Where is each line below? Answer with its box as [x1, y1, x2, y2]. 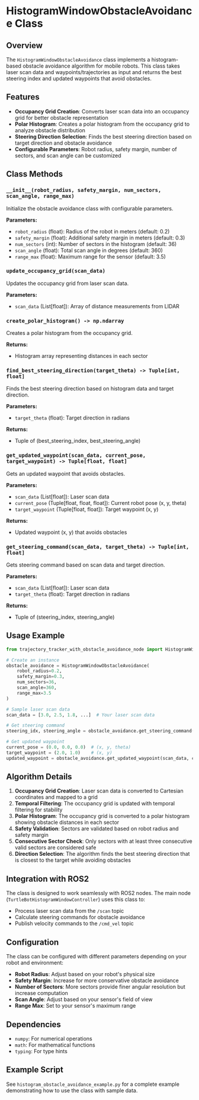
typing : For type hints [14, 1047, 68, 1054]
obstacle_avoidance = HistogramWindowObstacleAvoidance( [6, 663, 150, 669]
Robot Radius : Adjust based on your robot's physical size [14, 971, 155, 978]
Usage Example [6, 631, 65, 641]
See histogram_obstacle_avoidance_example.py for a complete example [6, 1080, 179, 1088]
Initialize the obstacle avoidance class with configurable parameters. [6, 204, 174, 212]
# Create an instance [6, 657, 60, 663]
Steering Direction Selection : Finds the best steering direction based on [14, 133, 192, 140]
